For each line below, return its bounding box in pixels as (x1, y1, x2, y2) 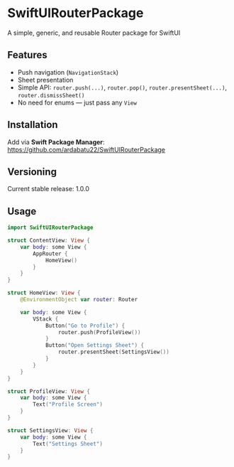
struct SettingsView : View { (7, 426, 94, 434)
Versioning (7, 166, 57, 178)
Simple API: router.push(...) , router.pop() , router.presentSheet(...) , (17, 83, 228, 92)
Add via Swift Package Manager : (7, 137, 105, 146)
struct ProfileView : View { (7, 387, 91, 395)
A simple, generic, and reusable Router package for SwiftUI (7, 28, 181, 37)
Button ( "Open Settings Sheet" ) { (45, 342, 144, 349)
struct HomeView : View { (7, 289, 81, 296)
